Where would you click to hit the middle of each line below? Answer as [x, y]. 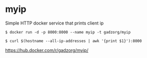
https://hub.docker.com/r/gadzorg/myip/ [47, 50]
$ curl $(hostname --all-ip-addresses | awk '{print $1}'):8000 [73, 41]
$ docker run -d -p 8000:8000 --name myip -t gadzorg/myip [68, 32]
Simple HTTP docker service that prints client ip [54, 23]
